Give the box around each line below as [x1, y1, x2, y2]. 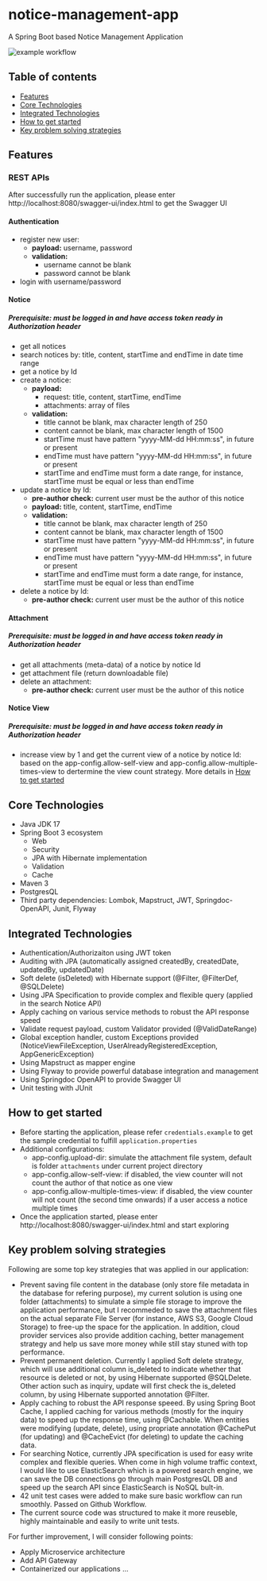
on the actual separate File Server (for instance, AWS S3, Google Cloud [19, 1313, 253, 1323]
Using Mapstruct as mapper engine [19, 1057, 136, 1067]
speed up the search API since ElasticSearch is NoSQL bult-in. [19, 1482, 225, 1492]
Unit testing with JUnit [19, 1083, 93, 1092]
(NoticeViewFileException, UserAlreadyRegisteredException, [19, 1040, 219, 1050]
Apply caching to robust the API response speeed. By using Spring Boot [19, 1397, 256, 1408]
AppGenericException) [19, 1049, 95, 1059]
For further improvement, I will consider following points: [8, 1532, 193, 1541]
